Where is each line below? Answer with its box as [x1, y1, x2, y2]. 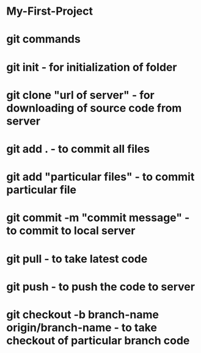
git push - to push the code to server [6, 280, 196, 294]
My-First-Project [6, 4, 93, 18]
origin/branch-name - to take [6, 321, 158, 334]
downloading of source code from [6, 101, 182, 115]
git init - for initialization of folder [6, 60, 177, 74]
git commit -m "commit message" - [6, 211, 190, 225]
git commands [6, 32, 81, 46]
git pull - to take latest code [6, 252, 148, 266]
